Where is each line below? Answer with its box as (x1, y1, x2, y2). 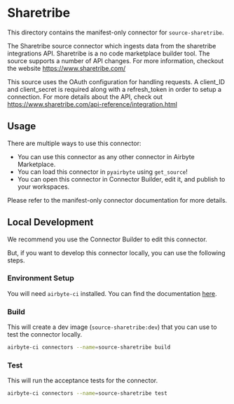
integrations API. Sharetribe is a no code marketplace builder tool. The (7, 49, 210, 58)
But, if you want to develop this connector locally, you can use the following (7, 248, 226, 257)
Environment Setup (7, 274, 75, 283)
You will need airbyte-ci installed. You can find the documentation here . (7, 289, 217, 297)
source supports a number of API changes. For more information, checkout (7, 56, 224, 65)
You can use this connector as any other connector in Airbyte (17, 152, 195, 161)
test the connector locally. (7, 330, 83, 339)
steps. (7, 256, 25, 264)
